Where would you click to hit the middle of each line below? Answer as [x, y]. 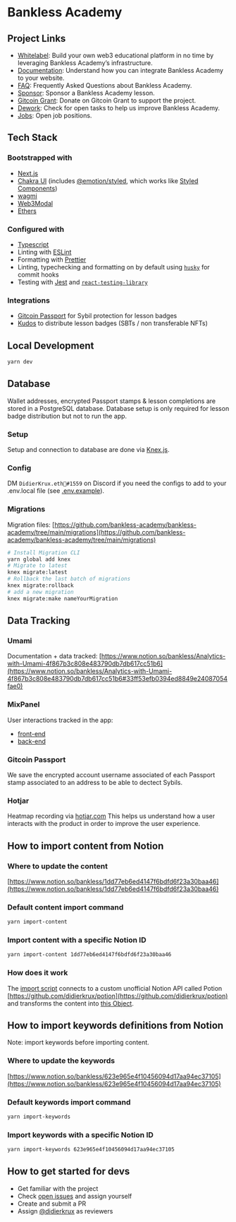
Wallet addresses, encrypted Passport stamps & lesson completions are [112, 401]
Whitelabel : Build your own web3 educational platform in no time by [116, 55]
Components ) [37, 188]
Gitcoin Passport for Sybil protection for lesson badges [97, 316]
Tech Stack [32, 138]
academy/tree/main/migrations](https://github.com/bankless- [97, 532]
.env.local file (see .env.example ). [56, 491]
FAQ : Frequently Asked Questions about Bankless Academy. [105, 85]
